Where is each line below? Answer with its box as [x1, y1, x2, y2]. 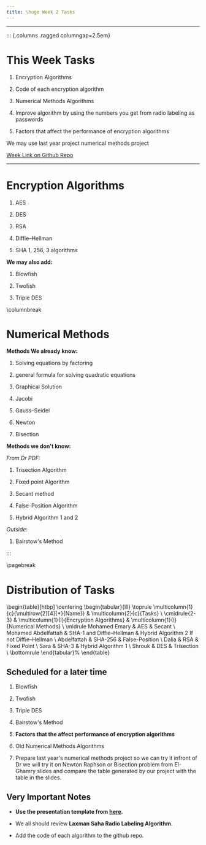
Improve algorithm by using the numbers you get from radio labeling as [15, 109, 195, 117]
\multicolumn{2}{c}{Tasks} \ [91, 610, 162, 617]
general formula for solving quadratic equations [15, 371, 136, 379]
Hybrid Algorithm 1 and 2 [15, 514, 78, 522]
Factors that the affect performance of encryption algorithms [15, 731, 175, 738]
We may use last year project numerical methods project [6, 139, 149, 147]
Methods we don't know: [6, 442, 72, 450]
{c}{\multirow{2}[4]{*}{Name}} [6, 610, 85, 617]
